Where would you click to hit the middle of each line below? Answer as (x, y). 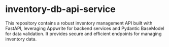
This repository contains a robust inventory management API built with (79, 23)
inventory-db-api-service (60, 9)
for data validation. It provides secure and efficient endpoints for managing (83, 33)
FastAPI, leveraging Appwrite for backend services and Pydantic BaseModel (85, 28)
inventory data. (21, 39)
